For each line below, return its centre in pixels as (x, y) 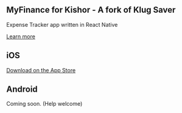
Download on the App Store (41, 70)
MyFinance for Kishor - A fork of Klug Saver (91, 10)
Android (22, 90)
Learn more (21, 36)
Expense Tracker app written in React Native (62, 24)
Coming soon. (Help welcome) (44, 104)
